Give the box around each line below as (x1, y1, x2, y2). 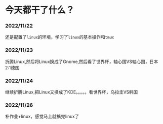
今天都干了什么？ (5, 4, 75, 16)
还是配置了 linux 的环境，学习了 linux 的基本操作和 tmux (5, 34, 115, 40)
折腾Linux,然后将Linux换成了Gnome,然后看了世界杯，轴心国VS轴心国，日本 (5, 59, 159, 64)
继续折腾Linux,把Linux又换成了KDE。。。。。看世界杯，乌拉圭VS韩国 (5, 89, 138, 95)
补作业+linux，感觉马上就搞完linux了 (5, 114, 80, 120)
